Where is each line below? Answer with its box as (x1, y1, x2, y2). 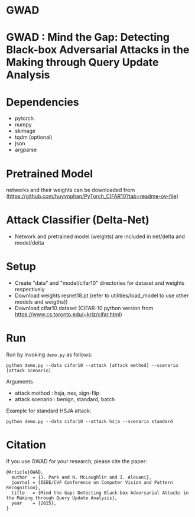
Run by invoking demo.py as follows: (6, 351, 93, 358)
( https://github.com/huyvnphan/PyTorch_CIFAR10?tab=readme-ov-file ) (6, 193, 178, 200)
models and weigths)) (14, 298, 68, 305)
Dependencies (6, 95, 79, 109)
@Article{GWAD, (6, 469, 44, 475)
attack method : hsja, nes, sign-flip (14, 389, 99, 396)
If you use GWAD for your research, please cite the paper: (6, 458, 147, 464)
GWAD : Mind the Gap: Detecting (6, 31, 170, 44)
